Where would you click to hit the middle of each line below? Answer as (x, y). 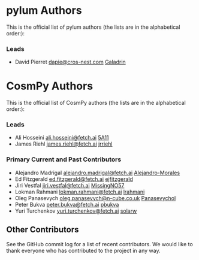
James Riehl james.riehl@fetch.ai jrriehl (64, 144)
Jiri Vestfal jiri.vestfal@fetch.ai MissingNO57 (70, 185)
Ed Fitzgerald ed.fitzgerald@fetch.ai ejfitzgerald (74, 179)
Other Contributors (43, 230)
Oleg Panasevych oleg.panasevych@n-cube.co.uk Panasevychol (95, 198)
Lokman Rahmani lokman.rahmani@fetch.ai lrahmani (80, 192)
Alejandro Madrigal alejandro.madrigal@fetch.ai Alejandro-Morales (97, 173)
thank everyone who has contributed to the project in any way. (83, 250)
